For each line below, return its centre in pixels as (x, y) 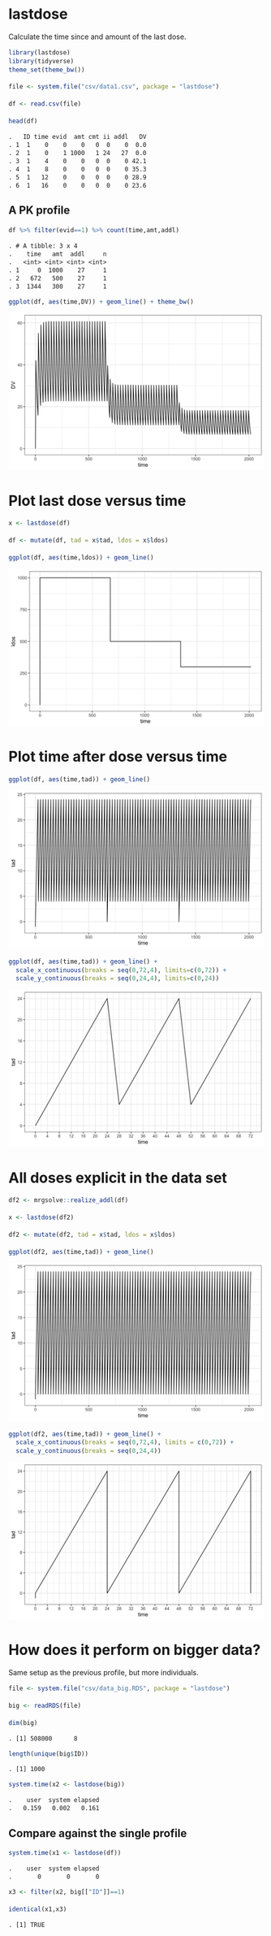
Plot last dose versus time (97, 501)
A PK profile (39, 211)
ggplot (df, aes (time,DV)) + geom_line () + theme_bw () (101, 301)
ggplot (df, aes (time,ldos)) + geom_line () (81, 557)
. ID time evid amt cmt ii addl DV (78, 136)
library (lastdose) (39, 52)
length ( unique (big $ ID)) (49, 1754)
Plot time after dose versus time (118, 757)
